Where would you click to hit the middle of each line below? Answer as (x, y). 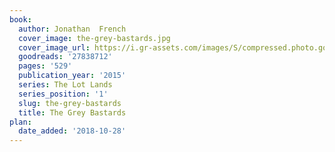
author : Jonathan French (72, 29)
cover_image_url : (54, 47)
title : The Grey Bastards (72, 112)
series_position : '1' (63, 94)
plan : (20, 122)
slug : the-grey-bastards (70, 103)
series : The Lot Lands (65, 85)
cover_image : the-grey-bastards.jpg (94, 38)
